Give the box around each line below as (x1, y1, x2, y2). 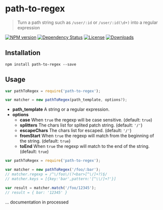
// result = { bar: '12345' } (5, 190, 68, 195)
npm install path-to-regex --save (5, 62, 77, 67)
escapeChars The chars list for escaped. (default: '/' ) (19, 128, 132, 134)
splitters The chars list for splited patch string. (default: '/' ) (19, 122, 143, 128)
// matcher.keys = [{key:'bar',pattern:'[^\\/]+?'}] (5, 176, 116, 181)
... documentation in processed (5, 199, 69, 205)
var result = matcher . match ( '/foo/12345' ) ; (5, 185, 97, 190)
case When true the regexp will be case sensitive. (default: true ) (19, 117, 153, 123)
